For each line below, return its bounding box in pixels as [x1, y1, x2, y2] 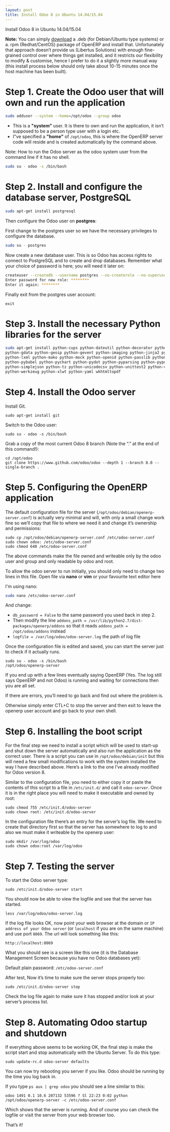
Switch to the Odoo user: [5, 422, 57, 428]
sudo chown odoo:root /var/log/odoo [5, 844, 82, 849]
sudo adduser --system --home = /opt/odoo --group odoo [5, 114, 121, 119]
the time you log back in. [5, 1074, 57, 1080]
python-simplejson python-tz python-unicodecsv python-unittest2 [5, 364, 146, 370]
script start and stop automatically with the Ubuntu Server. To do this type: [5, 1049, 161, 1056]
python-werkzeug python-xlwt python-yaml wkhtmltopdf [5, 369, 121, 374]
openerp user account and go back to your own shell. [5, 708, 117, 714]
